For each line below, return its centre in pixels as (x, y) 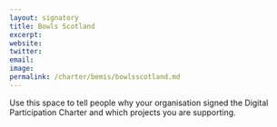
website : (26, 43)
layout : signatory (44, 18)
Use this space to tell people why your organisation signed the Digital (139, 103)
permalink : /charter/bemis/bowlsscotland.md (95, 77)
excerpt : (26, 34)
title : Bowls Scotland (52, 26)
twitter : (26, 52)
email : (22, 60)
